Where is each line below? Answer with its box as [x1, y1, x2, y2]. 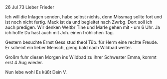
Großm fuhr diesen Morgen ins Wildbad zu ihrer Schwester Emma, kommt [5, 54, 157, 60]
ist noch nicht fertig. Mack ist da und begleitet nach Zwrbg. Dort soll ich [5, 19, 153, 25]
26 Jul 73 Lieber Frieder [5, 4, 55, 10]
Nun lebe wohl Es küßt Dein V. [5, 69, 67, 75]
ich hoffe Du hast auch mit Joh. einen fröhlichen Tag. [5, 30, 114, 35]
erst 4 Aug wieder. [5, 60, 43, 65]
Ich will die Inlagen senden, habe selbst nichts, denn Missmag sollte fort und [5, 14, 162, 19]
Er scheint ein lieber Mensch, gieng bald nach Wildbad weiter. [5, 45, 132, 50]
